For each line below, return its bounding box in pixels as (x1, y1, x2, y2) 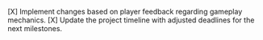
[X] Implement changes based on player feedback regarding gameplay (7, 7, 243, 16)
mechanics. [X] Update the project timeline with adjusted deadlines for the (7, 15, 255, 25)
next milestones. (7, 24, 62, 33)
